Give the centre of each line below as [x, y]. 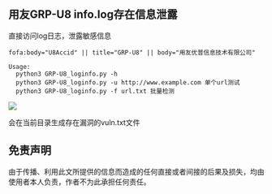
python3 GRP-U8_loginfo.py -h [67, 74]
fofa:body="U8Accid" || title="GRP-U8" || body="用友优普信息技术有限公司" [132, 52]
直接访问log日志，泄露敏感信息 [60, 36]
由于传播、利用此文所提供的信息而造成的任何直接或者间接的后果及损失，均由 [136, 171]
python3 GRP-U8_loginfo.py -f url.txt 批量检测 [95, 91]
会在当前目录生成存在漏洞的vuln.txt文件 [74, 122]
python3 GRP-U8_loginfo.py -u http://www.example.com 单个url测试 [128, 82]
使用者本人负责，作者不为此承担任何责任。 [80, 182]
